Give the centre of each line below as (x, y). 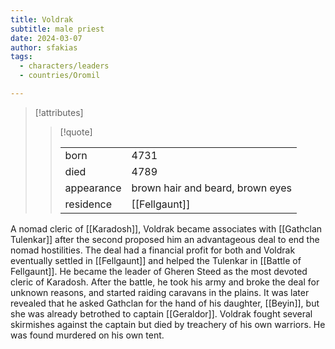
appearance (93, 188)
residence (88, 204)
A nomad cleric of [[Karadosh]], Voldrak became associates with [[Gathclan (166, 228)
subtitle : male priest (57, 29)
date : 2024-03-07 (46, 38)
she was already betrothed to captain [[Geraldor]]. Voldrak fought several (161, 313)
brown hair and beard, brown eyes (212, 188)
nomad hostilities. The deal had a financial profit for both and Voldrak (153, 250)
